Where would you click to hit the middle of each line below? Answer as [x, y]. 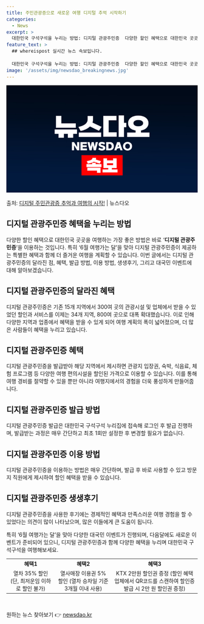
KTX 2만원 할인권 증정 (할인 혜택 [155, 573]
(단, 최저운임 [25, 581]
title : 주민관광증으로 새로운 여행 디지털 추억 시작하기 [66, 13]
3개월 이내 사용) [83, 588]
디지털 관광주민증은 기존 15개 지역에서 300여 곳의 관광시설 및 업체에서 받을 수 [98, 307]
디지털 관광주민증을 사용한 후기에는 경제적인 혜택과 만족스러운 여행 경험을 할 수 [100, 514]
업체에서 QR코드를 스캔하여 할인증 [155, 581]
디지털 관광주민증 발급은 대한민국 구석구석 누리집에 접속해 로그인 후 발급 [91, 426]
